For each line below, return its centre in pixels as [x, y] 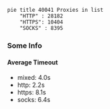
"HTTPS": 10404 [42, 22]
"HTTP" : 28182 [42, 16]
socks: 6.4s [34, 100]
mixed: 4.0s [34, 78]
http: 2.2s [31, 85]
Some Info [25, 45]
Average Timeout [33, 62]
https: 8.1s [31, 92]
